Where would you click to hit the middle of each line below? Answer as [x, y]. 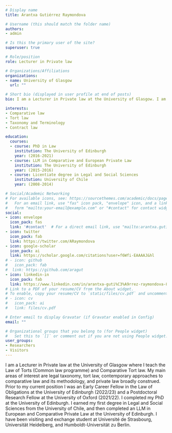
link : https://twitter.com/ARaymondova [52, 241]
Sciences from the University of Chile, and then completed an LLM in [78, 408]
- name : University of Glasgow [39, 80]
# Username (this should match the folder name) [58, 24]
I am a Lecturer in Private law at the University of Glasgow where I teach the [85, 365]
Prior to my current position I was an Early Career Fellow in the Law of [79, 386]
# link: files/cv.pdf [31, 308]
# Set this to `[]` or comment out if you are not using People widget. [87, 336]
